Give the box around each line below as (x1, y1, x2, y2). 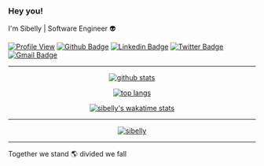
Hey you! (8, 6, 43, 17)
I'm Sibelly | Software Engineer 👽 (8, 24, 116, 33)
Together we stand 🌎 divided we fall (8, 149, 127, 159)
